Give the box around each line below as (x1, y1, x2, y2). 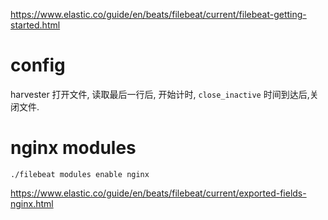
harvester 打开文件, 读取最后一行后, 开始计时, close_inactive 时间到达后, (10, 88, 310, 100)
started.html (10, 19, 61, 31)
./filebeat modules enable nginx (10, 169, 150, 179)
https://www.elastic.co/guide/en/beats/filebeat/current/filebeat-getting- (10, 9, 307, 20)
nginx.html (10, 197, 54, 209)
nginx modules (10, 137, 137, 159)
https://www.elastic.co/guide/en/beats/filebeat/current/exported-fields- (10, 187, 307, 199)
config (10, 54, 66, 77)
